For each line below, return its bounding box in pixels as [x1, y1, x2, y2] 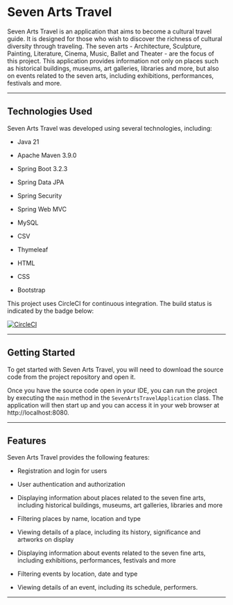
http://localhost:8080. [7, 408, 69, 417]
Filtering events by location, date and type [17, 570, 138, 578]
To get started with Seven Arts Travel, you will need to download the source [7, 365, 224, 373]
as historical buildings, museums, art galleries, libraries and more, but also [7, 64, 220, 72]
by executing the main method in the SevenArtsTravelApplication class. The [7, 394, 224, 402]
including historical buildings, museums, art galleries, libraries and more [17, 501, 223, 510]
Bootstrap [17, 286, 46, 294]
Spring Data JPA [17, 178, 64, 186]
